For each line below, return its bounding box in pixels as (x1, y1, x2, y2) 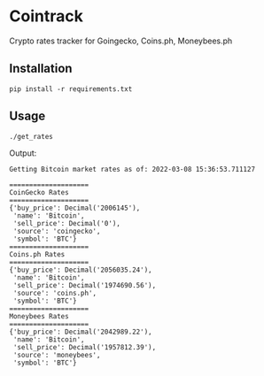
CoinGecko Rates (9, 188, 69, 196)
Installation (9, 61, 73, 76)
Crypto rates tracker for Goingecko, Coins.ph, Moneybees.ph (9, 35, 233, 46)
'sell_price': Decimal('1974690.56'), (12, 280, 157, 289)
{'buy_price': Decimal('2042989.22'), (9, 327, 152, 336)
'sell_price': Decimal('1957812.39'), (12, 342, 157, 351)
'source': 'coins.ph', (12, 288, 97, 297)
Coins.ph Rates (9, 249, 66, 258)
